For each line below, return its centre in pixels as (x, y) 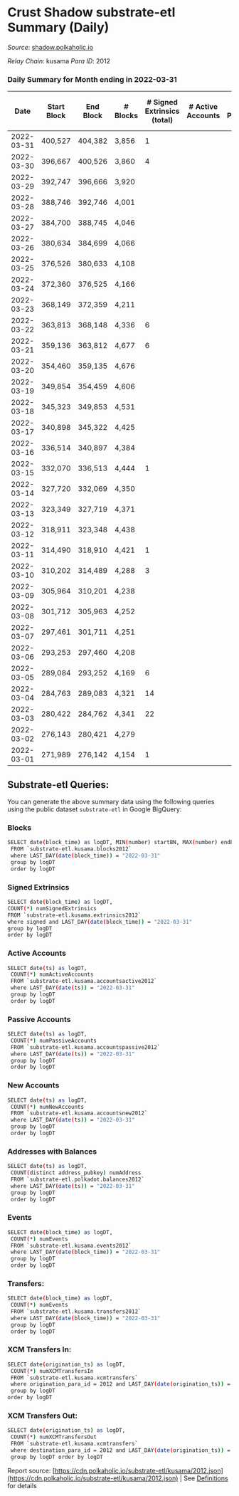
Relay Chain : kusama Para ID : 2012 (59, 60)
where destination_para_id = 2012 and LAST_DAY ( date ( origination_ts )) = (121, 1450)
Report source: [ (31, 1470)
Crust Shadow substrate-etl (91, 12)
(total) (162, 120)
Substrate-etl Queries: (58, 785)
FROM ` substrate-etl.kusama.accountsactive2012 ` (84, 981)
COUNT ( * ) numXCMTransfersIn (52, 1371)
